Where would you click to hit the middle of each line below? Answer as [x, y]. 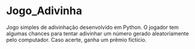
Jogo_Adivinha [44, 11]
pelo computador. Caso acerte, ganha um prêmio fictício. [77, 40]
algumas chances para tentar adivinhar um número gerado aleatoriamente [98, 33]
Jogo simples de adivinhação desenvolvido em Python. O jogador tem [93, 27]
